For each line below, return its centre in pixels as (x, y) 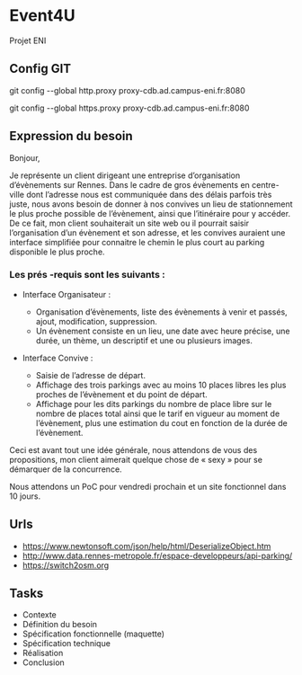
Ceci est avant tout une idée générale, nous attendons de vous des (133, 449)
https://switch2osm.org (66, 565)
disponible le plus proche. (57, 252)
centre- (266, 184)
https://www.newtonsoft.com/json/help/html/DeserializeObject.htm (147, 546)
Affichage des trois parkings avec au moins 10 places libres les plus (161, 385)
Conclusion (43, 662)
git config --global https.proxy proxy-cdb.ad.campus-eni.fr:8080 (129, 108)
